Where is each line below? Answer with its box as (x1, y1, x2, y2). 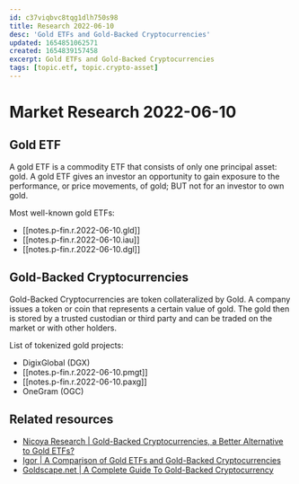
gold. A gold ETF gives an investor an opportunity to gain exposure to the (9, 171, 280, 181)
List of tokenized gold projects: (9, 339, 124, 350)
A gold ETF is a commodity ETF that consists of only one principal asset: (9, 161, 277, 172)
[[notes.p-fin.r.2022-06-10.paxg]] (22, 376, 147, 387)
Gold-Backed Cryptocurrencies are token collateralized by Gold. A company (9, 294, 291, 304)
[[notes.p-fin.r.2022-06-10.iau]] (22, 234, 140, 245)
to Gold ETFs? (22, 445, 75, 456)
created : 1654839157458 (9, 47, 99, 56)
